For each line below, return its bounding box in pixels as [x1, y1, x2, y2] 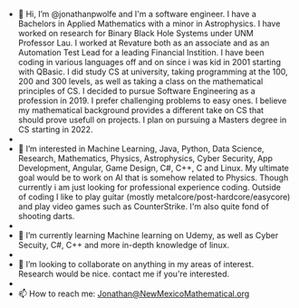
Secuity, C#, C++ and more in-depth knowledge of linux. [17, 240, 229, 250]
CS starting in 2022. [17, 124, 93, 135]
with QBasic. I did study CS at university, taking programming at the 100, [17, 66, 288, 77]
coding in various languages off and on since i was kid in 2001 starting [17, 57, 282, 67]
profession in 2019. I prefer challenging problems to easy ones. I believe [17, 95, 287, 106]
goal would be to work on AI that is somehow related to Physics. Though [17, 172, 289, 183]
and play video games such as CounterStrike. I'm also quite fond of [17, 201, 269, 212]
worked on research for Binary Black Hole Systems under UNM [17, 28, 254, 38]
